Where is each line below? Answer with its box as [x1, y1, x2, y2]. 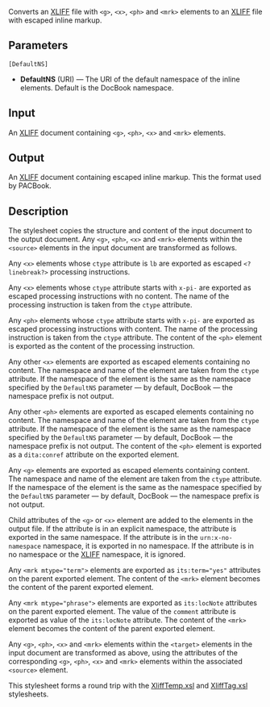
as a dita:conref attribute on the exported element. [8, 450, 180, 459]
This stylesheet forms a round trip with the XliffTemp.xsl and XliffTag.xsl [8, 681, 248, 691]
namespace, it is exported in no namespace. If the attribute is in [43, 541, 254, 551]
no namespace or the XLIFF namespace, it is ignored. [8, 550, 186, 559]
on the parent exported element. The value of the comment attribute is [8, 607, 236, 617]
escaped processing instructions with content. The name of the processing [8, 324, 258, 334]
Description [8, 204, 69, 218]
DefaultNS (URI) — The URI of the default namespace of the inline [19, 74, 240, 84]
